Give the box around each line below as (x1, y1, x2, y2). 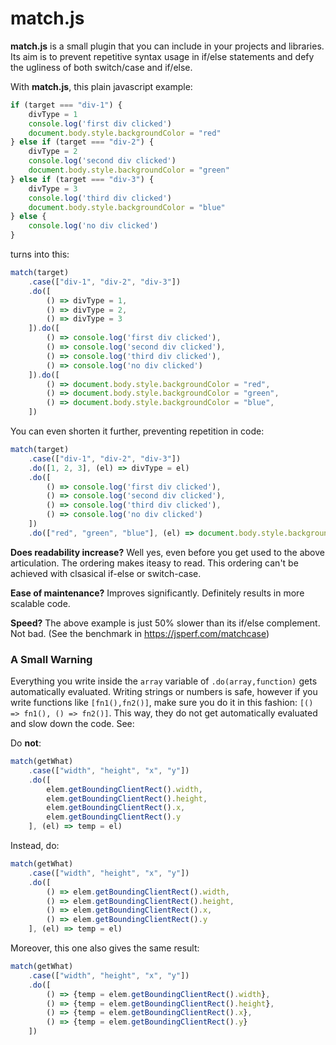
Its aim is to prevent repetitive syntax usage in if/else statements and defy (10, 50, 315, 62)
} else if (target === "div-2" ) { (10, 137, 155, 147)
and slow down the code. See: (10, 718, 135, 730)
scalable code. (10, 597, 71, 609)
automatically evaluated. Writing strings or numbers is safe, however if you (10, 686, 318, 698)
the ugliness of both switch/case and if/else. (10, 61, 193, 73)
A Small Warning (10, 652, 93, 666)
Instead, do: (10, 840, 60, 852)
